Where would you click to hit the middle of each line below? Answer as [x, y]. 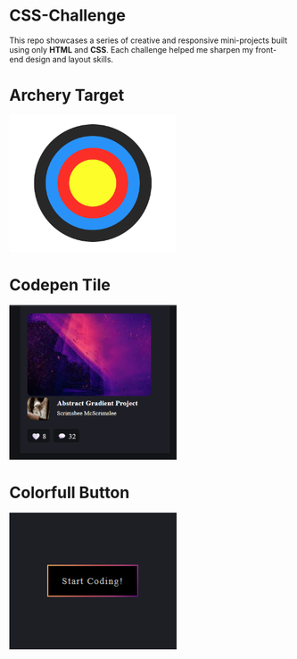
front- [266, 49]
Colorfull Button [70, 493]
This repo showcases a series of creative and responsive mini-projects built [148, 40]
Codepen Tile [60, 285]
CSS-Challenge [68, 16]
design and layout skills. [70, 59]
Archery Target [67, 96]
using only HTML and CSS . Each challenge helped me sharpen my [132, 49]
